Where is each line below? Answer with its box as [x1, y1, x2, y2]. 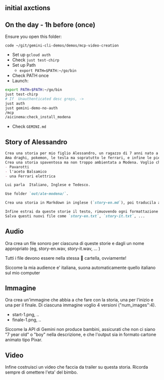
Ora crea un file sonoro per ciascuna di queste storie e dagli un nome [5, 240, 144, 246]
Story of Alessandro [5, 137, 67, 146]
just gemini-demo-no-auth [5, 106, 58, 110]
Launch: [12, 78, 29, 84]
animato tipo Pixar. [5, 337, 42, 343]
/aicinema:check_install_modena [5, 115, 71, 120]
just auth [5, 101, 25, 106]
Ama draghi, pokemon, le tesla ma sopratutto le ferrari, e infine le [5, 156, 152, 161]
